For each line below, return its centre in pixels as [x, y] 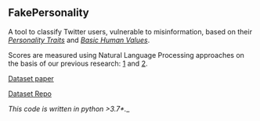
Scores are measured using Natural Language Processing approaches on [126, 55]
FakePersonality [49, 13]
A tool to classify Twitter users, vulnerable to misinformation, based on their [130, 31]
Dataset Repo [30, 94]
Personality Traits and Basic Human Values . [79, 40]
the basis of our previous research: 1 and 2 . [78, 63]
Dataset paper [31, 78]
